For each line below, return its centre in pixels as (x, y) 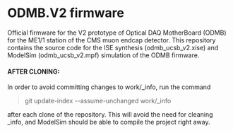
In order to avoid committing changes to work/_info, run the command (109, 87)
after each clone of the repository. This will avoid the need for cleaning (110, 115)
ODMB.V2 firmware (66, 13)
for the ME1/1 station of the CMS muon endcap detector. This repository (112, 40)
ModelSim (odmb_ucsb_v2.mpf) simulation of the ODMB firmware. (103, 55)
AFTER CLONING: (34, 71)
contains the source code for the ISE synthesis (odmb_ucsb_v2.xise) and (113, 47)
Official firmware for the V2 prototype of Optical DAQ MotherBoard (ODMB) (117, 33)
